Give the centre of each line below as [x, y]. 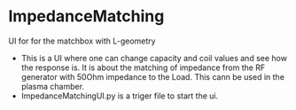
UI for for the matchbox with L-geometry [82, 41]
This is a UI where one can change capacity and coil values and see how [154, 58]
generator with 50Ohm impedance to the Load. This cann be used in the [153, 76]
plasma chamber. [53, 86]
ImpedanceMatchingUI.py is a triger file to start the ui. [120, 96]
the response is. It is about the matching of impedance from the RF [143, 67]
